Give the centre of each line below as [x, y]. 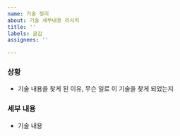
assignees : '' [28, 40]
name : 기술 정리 [28, 14]
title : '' [22, 27]
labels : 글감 [25, 33]
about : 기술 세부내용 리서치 [43, 20]
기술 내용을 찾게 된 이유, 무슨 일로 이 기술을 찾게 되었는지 [96, 89]
